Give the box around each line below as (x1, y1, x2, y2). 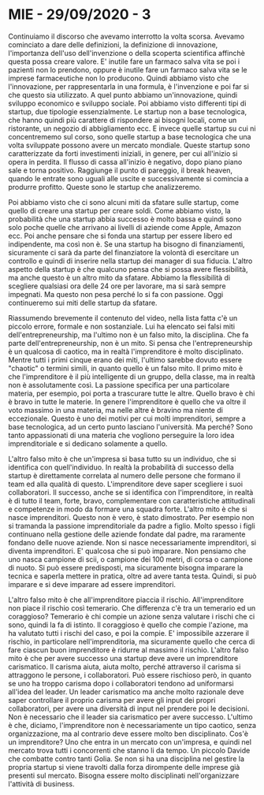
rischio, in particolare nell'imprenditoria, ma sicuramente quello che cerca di (8, 637, 255, 646)
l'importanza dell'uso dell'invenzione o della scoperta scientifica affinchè (8, 48, 246, 58)
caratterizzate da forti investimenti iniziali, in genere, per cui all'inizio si (8, 148, 238, 158)
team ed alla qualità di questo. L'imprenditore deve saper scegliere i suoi (8, 479, 243, 489)
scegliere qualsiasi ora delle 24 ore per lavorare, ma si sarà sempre (8, 281, 226, 291)
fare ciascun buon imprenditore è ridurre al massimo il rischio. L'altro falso (8, 645, 249, 655)
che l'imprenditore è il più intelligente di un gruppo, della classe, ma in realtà (8, 372, 256, 381)
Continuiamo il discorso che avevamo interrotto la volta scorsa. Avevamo (8, 32, 245, 41)
